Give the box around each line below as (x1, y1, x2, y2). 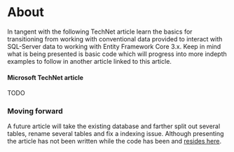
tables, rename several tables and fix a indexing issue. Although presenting (7, 130, 224, 138)
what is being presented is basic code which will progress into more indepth (7, 50, 228, 58)
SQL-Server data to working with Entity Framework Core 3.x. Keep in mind (7, 42, 221, 50)
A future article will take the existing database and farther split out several (7, 122, 221, 130)
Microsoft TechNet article (7, 73, 84, 81)
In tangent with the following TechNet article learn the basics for (7, 27, 193, 36)
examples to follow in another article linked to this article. (7, 57, 172, 65)
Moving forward (7, 106, 63, 116)
